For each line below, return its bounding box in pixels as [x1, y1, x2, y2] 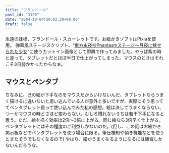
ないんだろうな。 [5, 142, 41, 148]
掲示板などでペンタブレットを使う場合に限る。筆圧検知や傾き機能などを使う [5, 130, 164, 136]
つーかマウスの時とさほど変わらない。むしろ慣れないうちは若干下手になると [5, 111, 164, 117]
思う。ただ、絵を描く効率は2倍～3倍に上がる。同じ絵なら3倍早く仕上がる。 [5, 117, 163, 123]
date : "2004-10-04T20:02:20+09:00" [5, 17, 80, 22]
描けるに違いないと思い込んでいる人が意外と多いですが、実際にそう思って [9, 98, 164, 104]
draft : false [5, 21, 33, 27]
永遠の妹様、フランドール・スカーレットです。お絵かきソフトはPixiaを [5, 36, 152, 42]
